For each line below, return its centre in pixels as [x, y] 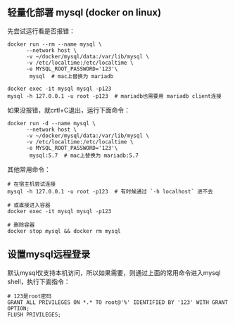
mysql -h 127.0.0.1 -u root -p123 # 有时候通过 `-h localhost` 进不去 [110, 191]
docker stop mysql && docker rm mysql [64, 231]
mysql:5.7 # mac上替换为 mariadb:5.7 [84, 155]
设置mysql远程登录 [49, 254]
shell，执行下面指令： [39, 281]
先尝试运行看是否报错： [41, 31]
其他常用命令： [29, 169]
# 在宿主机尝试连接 [32, 184]
